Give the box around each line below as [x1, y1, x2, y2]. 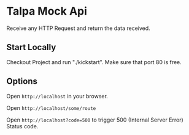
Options [6, 76, 38, 87]
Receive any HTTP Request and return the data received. [6, 24, 150, 32]
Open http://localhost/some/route [6, 104, 96, 111]
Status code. [6, 122, 39, 130]
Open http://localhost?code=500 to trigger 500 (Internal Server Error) [6, 116, 184, 123]
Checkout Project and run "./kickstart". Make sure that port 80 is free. [6, 58, 182, 65]
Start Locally [6, 42, 56, 53]
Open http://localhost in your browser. [6, 92, 109, 100]
